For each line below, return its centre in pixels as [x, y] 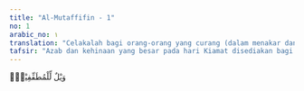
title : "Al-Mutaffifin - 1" [62, 18]
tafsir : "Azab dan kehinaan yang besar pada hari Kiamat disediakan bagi [152, 51]
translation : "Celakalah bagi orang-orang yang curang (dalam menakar [145, 43]
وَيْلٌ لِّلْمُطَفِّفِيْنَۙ [38, 77]
